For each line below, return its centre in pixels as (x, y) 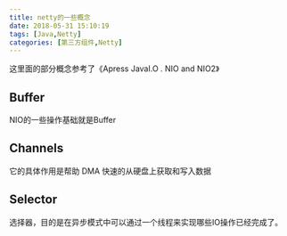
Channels (37, 148)
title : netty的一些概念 (50, 17)
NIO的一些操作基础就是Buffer (63, 120)
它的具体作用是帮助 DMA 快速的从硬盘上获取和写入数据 (111, 171)
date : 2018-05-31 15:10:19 (59, 26)
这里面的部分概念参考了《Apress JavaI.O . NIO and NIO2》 (115, 69)
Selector (33, 200)
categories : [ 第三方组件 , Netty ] (66, 42)
